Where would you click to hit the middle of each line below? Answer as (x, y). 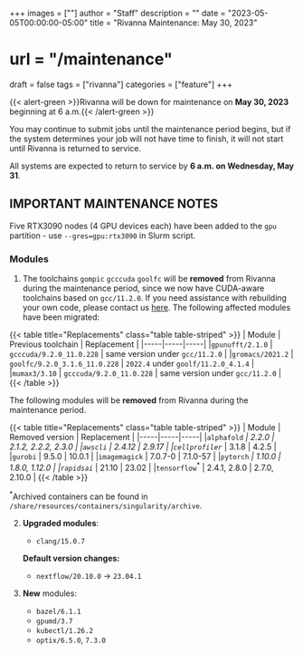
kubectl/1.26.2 (64, 631)
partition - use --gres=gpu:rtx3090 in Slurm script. (103, 236)
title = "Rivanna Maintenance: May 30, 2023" (174, 23)
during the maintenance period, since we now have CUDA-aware (143, 288)
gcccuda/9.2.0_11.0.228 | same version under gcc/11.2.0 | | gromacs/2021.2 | (151, 354)
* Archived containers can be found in (79, 495)
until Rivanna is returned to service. (76, 148)
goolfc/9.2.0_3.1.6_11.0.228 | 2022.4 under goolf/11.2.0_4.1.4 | (132, 364)
